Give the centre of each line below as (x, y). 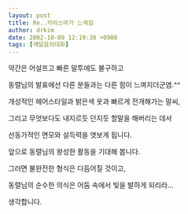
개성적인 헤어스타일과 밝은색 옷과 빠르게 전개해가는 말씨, (94, 101)
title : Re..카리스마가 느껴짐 (51, 23)
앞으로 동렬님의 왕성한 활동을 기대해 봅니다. (74, 152)
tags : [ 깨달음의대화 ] (39, 45)
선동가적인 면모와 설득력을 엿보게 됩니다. (70, 135)
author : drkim (31, 30)
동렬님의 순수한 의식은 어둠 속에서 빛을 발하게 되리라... (91, 185)
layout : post (29, 15)
